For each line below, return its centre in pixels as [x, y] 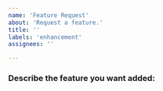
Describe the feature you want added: [81, 79]
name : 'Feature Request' [49, 15]
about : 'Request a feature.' [56, 23]
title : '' [24, 30]
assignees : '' [31, 44]
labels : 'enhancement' [45, 37]
